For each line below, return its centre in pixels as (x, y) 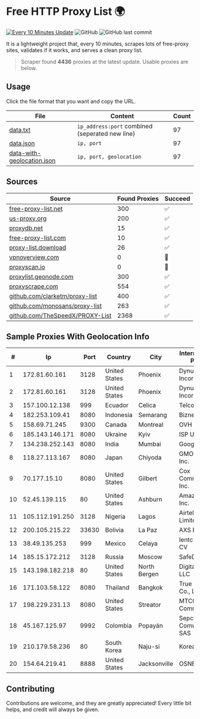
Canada (116, 425)
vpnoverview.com (34, 257)
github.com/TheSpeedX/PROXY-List (60, 316)
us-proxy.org (28, 218)
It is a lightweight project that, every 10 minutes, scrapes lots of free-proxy (98, 44)
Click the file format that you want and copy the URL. (71, 101)
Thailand (117, 588)
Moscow (150, 557)
